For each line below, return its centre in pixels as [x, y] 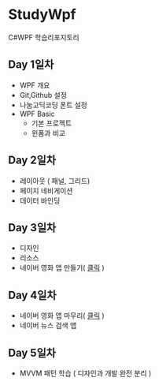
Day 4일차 [32, 295]
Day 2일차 [32, 161]
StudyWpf [42, 15]
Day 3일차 [32, 228]
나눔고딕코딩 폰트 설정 [54, 105]
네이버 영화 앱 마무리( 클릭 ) [62, 316]
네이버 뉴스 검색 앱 [48, 326]
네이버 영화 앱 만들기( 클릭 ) [62, 268]
